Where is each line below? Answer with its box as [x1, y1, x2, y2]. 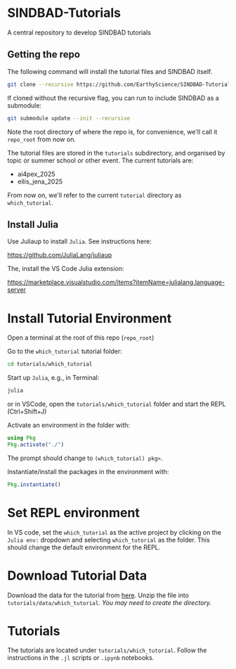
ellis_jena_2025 [17, 177, 63, 186]
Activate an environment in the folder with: [7, 421, 131, 429]
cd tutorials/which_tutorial [7, 361, 93, 368]
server [7, 286, 27, 294]
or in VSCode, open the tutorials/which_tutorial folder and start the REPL [7, 400, 226, 408]
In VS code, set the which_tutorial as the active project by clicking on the [7, 528, 221, 536]
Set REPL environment [7, 504, 140, 521]
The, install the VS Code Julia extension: [7, 265, 124, 273]
